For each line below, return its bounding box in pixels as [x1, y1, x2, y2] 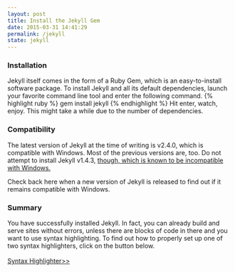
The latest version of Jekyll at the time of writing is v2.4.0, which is [7, 140, 204, 150]
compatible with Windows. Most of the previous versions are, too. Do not [7, 148, 221, 157]
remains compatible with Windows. [7, 184, 110, 193]
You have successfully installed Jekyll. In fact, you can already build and [7, 219, 220, 228]
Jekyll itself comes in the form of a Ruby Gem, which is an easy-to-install [7, 76, 222, 85]
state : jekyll [7, 37, 50, 44]
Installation [7, 61, 48, 70]
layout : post [7, 10, 46, 18]
